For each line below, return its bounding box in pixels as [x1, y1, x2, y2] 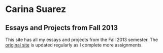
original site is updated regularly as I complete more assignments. [5, 42, 143, 48]
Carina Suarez [5, 3, 67, 15]
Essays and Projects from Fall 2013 [5, 23, 118, 32]
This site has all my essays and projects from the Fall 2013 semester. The [5, 36, 158, 42]
